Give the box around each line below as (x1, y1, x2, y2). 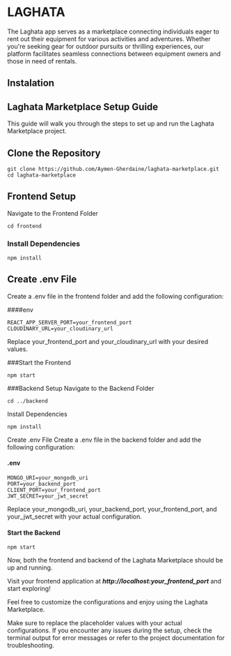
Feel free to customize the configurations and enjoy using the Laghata (7, 598, 208, 606)
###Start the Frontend (7, 358, 72, 366)
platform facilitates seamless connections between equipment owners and (7, 50, 221, 58)
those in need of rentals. (7, 57, 77, 65)
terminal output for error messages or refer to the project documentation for (7, 634, 225, 642)
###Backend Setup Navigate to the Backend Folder (7, 384, 154, 392)
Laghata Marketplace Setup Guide (7, 100, 159, 112)
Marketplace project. (7, 127, 67, 135)
